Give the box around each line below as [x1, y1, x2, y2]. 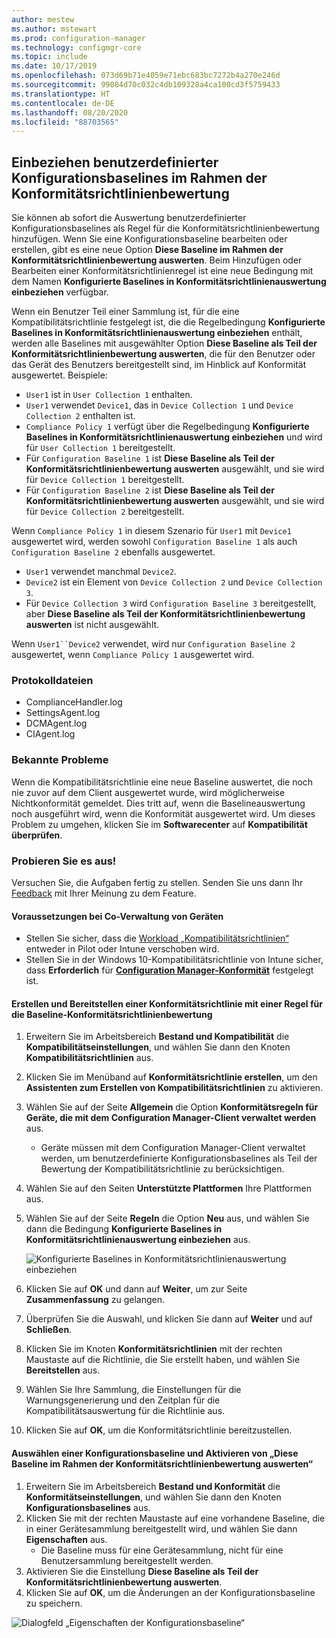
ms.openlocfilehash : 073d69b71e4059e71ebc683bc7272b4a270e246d [11, 71, 281, 81]
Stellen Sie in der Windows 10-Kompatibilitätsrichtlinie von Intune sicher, [25, 954, 324, 966]
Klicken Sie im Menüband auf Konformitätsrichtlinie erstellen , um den [25, 1071, 318, 1083]
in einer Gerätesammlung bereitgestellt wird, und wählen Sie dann [25, 1522, 298, 1535]
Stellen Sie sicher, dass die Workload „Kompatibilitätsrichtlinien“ [25, 932, 289, 945]
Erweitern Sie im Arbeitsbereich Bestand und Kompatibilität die [25, 1031, 290, 1043]
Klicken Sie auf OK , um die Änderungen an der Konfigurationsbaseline [25, 1586, 316, 1598]
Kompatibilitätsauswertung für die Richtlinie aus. [25, 1405, 226, 1417]
